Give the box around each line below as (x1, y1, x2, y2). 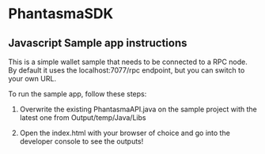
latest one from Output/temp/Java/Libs (19, 113, 146, 122)
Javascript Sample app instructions (8, 36, 187, 50)
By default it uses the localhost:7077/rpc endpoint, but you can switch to (8, 66, 245, 75)
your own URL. (8, 74, 57, 83)
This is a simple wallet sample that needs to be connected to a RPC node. (8, 57, 248, 66)
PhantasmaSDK (8, 5, 114, 23)
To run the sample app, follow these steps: (8, 89, 147, 99)
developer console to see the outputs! (19, 137, 144, 146)
